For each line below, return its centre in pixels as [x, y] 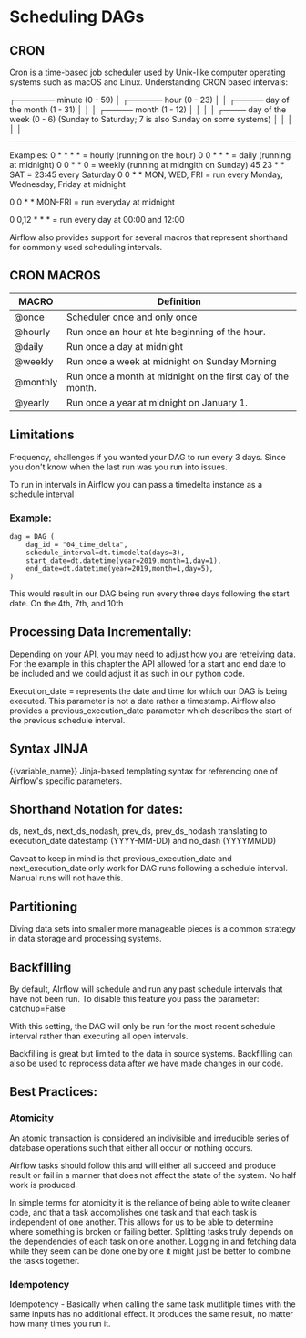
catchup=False [37, 1008]
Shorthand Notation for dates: [97, 809]
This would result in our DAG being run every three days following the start [149, 593]
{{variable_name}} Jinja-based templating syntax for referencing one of [144, 771]
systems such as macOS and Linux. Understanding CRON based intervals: [149, 82]
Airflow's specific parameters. [66, 780]
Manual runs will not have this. [66, 878]
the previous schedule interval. [67, 720]
